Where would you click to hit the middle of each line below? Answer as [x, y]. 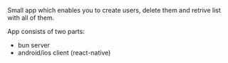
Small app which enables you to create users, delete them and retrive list [114, 10]
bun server [33, 45]
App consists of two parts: [46, 31]
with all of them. [31, 18]
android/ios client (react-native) [64, 53]
